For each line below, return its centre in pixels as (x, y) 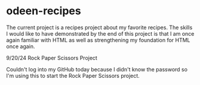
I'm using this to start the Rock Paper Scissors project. (73, 75)
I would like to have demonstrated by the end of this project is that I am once (100, 33)
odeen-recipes (44, 11)
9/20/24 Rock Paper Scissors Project (52, 58)
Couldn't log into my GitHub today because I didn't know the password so (97, 69)
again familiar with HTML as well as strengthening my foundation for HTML (98, 40)
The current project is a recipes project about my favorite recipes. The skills (99, 27)
